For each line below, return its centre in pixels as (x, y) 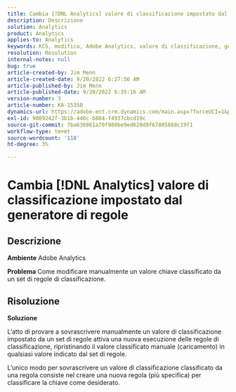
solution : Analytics (38, 27)
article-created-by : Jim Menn (52, 72)
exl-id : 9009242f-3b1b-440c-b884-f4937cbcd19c (77, 118)
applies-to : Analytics (40, 40)
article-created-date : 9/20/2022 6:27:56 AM (73, 79)
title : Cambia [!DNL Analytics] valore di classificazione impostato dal (118, 14)
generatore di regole (68, 215)
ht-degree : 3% (28, 145)
